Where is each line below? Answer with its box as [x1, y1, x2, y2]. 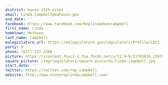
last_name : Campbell [5, 35, 48, 40]
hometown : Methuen [5, 30, 43, 35]
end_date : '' [5, 16, 32, 21]
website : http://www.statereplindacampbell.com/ [5, 72, 108, 77]
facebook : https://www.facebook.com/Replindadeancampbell [5, 21, 128, 26]
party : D [5, 44, 23, 49]
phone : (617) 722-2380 [5, 49, 52, 54]
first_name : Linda [5, 26, 43, 31]
